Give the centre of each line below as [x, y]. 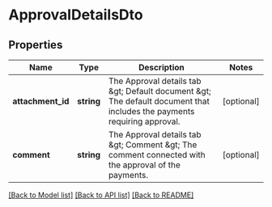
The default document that [159, 101]
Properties [36, 45]
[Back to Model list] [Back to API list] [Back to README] [101, 195]
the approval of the [144, 165]
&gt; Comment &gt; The [153, 145]
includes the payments [151, 111]
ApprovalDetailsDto [76, 15]
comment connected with [157, 155]
